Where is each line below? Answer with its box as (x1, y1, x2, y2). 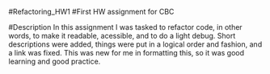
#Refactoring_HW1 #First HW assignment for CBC (8, 7, 175, 16)
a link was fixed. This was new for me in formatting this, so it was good (8, 48, 245, 57)
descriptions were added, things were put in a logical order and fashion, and (8, 39, 263, 49)
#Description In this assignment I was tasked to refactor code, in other (8, 23, 243, 31)
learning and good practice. (8, 56, 101, 66)
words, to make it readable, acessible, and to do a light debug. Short (8, 31, 236, 40)
